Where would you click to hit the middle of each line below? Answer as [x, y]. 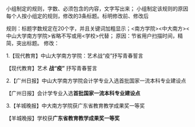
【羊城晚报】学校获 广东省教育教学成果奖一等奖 [63, 118]
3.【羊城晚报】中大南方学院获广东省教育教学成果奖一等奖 [76, 106]
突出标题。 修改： [38, 43]
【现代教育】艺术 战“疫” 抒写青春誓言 [52, 68]
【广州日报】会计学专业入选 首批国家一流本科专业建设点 [73, 93]
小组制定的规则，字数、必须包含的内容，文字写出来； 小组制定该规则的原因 [97, 9]
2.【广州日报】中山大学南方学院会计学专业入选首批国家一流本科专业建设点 [96, 81]
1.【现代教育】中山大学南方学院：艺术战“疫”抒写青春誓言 [75, 56]
